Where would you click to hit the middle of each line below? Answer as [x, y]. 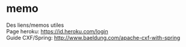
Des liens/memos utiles [35, 25]
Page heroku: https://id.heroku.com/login [57, 31]
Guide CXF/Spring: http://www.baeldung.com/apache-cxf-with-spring [93, 37]
